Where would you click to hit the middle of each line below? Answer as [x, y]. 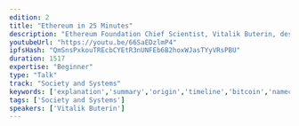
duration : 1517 [37, 59]
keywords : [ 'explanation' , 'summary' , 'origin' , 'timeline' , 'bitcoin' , [139, 91]
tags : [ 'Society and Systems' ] [67, 100]
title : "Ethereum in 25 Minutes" [71, 26]
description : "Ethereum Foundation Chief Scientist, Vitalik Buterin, [143, 34]
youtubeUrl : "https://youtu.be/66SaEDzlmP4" [93, 42]
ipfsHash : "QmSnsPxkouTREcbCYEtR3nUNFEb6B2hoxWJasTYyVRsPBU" [125, 51]
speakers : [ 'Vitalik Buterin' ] [67, 108]
